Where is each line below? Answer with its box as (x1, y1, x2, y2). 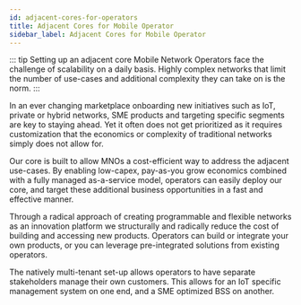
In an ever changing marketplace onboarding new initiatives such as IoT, (9, 100, 276, 111)
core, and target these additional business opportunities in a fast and (9, 185, 263, 196)
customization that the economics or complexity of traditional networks (9, 129, 272, 140)
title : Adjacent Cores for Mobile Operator (9, 22, 175, 30)
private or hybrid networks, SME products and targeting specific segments (9, 109, 285, 121)
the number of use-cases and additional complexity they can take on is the (9, 74, 286, 84)
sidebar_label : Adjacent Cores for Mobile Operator (9, 30, 206, 39)
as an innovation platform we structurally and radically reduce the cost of (9, 221, 279, 231)
